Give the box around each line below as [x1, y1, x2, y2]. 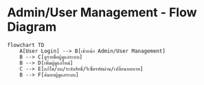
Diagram [7, 19, 57, 35]
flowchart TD [7, 41, 45, 48]
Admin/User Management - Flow [7, 5, 197, 20]
